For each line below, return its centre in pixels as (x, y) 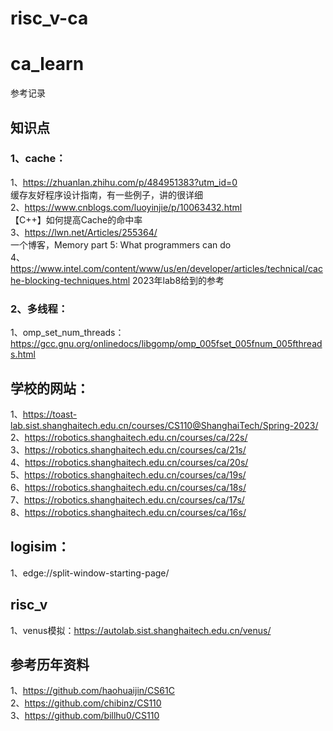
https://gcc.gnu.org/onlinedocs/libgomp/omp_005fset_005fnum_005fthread (166, 344)
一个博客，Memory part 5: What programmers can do (121, 244)
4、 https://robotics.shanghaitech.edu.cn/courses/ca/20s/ (129, 462)
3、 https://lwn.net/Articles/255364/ (84, 232)
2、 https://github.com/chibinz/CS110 (86, 703)
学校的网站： (50, 388)
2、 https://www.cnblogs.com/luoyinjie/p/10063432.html (126, 207)
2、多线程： (39, 309)
